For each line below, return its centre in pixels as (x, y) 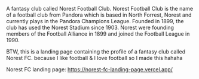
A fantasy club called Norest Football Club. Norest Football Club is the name (99, 9)
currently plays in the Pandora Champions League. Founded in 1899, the (95, 21)
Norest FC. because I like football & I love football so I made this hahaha (94, 58)
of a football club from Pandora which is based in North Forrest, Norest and (99, 15)
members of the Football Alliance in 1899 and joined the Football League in (98, 34)
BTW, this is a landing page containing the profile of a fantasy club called (96, 52)
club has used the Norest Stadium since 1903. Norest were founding (90, 27)
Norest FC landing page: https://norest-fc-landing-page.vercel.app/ (90, 69)
